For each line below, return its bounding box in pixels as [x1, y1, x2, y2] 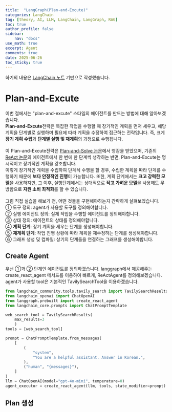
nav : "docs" [14, 36, 40, 41]
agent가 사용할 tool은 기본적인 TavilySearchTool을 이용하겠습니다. [5, 278, 139, 285]
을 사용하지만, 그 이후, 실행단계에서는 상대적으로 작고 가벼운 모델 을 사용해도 [9, 180, 160, 186]
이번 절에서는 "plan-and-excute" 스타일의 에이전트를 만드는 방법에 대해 [5, 111, 148, 117]
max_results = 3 [14, 317, 45, 322]
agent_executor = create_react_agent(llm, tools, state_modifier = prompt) [5, 383, 166, 388]
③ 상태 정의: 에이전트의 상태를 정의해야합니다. [5, 217, 99, 223]
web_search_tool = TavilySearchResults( [5, 312, 93, 317]
